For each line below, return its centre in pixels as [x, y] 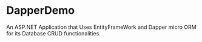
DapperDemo [40, 10]
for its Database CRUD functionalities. [54, 33]
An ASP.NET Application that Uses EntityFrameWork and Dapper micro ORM [101, 27]
